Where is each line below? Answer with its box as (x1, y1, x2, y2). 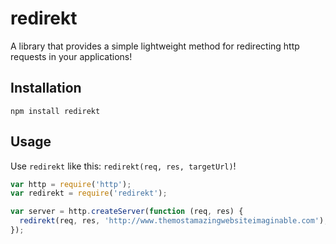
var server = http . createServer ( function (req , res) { (10, 207, 244, 217)
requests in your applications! (10, 50, 133, 62)
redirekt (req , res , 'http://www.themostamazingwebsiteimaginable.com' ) (19, 216, 325, 226)
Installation (10, 80, 82, 97)
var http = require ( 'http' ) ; (10, 179, 132, 189)
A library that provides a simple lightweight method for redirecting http (10, 40, 300, 52)
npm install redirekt (10, 106, 101, 116)
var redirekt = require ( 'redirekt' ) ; (10, 188, 168, 199)
